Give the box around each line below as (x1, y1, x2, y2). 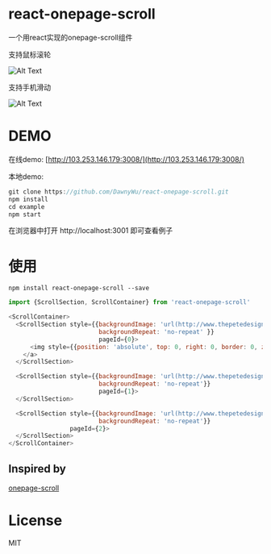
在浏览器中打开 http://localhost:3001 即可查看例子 (8, 226, 173, 235)
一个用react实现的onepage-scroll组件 (8, 32, 133, 42)
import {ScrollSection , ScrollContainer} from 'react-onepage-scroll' (8, 298, 251, 306)
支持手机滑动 (8, 82, 51, 92)
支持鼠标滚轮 (8, 49, 51, 59)
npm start (8, 210, 42, 219)
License (8, 511, 63, 530)
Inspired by (8, 461, 66, 476)
